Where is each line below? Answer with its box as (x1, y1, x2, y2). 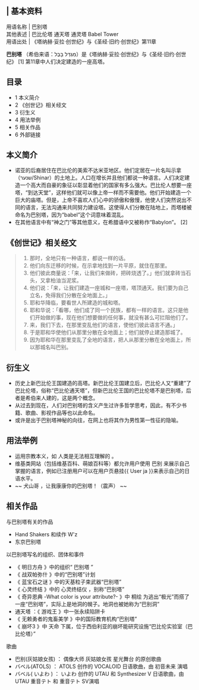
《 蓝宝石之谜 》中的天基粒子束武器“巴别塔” (14, 578, 122, 585)
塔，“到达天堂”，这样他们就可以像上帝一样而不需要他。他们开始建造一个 (14, 189, 192, 196)
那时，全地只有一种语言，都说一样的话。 (29, 255, 129, 262)
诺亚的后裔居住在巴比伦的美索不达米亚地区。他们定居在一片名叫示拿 (14, 167, 182, 174)
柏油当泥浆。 (50, 277, 82, 284)
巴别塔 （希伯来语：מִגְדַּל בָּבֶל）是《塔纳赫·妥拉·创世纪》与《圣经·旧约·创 (6, 50, 181, 58)
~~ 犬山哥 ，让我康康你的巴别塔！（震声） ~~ (14, 482, 127, 489)
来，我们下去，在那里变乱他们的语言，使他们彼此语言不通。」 (29, 322, 178, 329)
